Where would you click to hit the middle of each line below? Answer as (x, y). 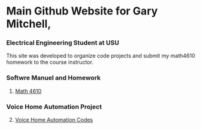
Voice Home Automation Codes (54, 120)
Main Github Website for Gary (82, 11)
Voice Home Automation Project (54, 107)
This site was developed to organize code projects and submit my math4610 (101, 56)
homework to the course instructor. (50, 62)
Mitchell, (29, 24)
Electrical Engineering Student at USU (63, 43)
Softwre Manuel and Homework (54, 78)
